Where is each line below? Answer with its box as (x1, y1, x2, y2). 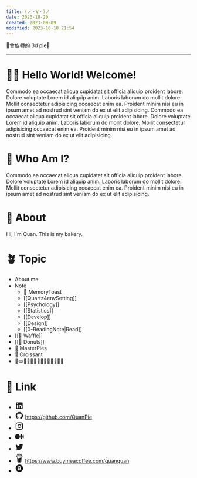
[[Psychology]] (23, 301, 60, 308)
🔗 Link (6, 380, 37, 394)
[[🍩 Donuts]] (14, 338, 45, 345)
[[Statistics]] (23, 307, 54, 314)
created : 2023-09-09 (6, 19, 57, 25)
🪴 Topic (6, 253, 47, 265)
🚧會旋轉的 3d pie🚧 (6, 42, 50, 49)
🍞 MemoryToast (23, 288, 62, 295)
